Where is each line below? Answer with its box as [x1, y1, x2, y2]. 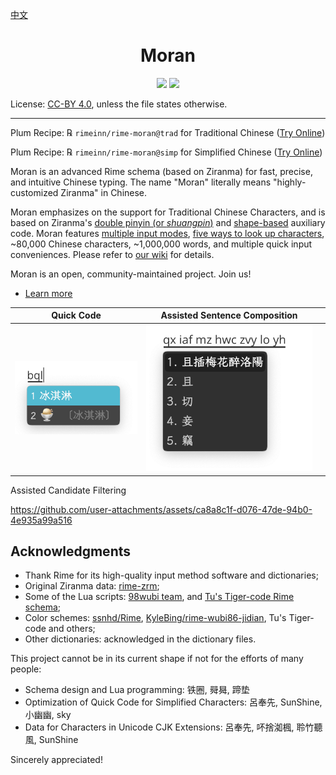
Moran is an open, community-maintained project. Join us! [10, 268, 252, 280]
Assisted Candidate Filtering [10, 484, 127, 496]
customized [10, 186, 59, 198]
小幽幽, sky [24, 709, 72, 721]
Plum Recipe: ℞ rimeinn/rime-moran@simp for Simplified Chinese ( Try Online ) [10, 146, 323, 158]
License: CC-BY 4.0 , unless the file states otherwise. [10, 98, 228, 110]
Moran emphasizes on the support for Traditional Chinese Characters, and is [10, 206, 326, 218]
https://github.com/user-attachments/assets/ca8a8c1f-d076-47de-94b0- [10, 503, 313, 515]
